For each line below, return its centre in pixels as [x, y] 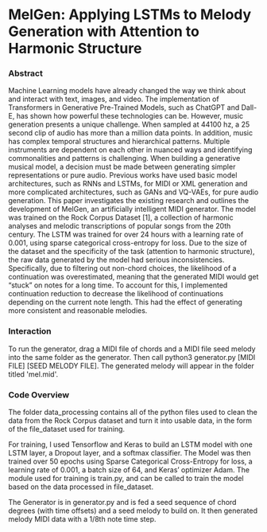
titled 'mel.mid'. [33, 374]
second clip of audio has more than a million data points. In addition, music [130, 133]
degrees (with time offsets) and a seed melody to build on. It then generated [133, 510]
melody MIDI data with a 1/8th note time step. [82, 519]
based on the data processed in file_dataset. [81, 487]
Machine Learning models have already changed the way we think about [127, 91]
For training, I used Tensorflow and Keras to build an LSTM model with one [130, 444]
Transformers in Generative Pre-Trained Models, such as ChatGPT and [124, 108]
